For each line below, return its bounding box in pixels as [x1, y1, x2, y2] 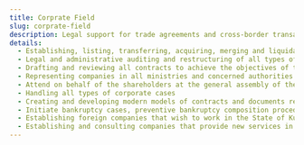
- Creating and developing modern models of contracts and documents [17, 96, 285, 106]
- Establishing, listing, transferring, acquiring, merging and [17, 47, 265, 56]
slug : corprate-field [9, 22, 91, 31]
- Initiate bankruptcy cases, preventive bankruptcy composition [17, 105, 270, 114]
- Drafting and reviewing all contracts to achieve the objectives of [17, 64, 290, 73]
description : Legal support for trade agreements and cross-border [9, 30, 270, 39]
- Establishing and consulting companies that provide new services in [17, 122, 294, 131]
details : [9, 38, 43, 48]
